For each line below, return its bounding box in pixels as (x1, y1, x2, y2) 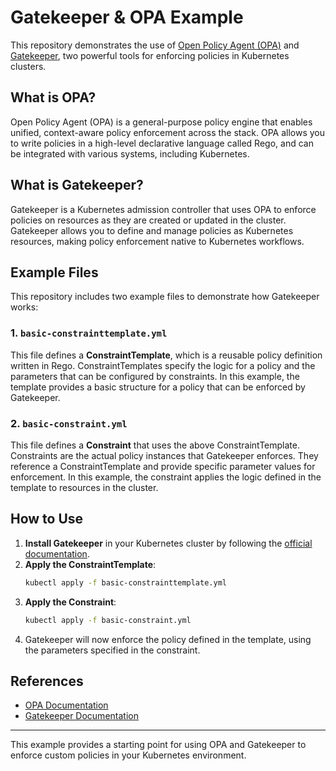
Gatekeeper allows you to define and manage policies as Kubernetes (10, 224, 294, 236)
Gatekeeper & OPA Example (10, 6, 244, 29)
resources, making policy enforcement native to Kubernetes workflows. (10, 235, 305, 247)
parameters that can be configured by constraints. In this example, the (10, 370, 300, 382)
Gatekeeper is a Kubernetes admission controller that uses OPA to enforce (10, 203, 317, 215)
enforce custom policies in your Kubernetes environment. (10, 749, 247, 761)
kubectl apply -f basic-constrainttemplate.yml (24, 577, 227, 588)
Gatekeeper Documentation (24, 710, 139, 722)
